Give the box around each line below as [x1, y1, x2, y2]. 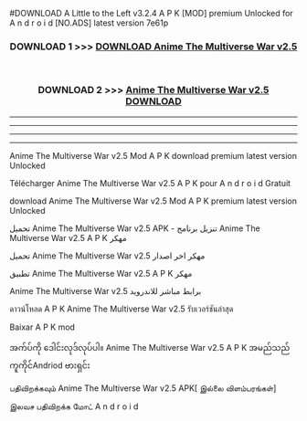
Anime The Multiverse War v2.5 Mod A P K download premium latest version [9, 150, 297, 161]
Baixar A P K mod [9, 321, 76, 332]
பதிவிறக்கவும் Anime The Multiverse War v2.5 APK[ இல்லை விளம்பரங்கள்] [9, 383, 277, 394]
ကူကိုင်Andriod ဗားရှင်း [9, 360, 90, 371]
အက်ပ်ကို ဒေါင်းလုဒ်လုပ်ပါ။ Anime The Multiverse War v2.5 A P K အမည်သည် [9, 342, 291, 353]
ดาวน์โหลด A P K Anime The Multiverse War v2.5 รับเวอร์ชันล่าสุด [9, 303, 234, 314]
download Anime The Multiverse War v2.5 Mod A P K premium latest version [9, 195, 297, 206]
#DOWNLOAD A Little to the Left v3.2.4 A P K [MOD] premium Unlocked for [9, 8, 294, 18]
